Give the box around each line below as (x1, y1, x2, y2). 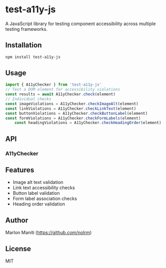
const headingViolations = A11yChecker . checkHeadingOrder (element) (14, 120, 161, 126)
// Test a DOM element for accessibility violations (5, 87, 120, 92)
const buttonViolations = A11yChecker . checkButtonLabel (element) (5, 111, 148, 116)
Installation (5, 41, 42, 50)
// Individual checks (5, 96, 52, 102)
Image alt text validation (12, 179, 64, 185)
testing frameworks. (5, 26, 48, 32)
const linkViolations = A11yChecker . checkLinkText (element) (5, 106, 137, 111)
